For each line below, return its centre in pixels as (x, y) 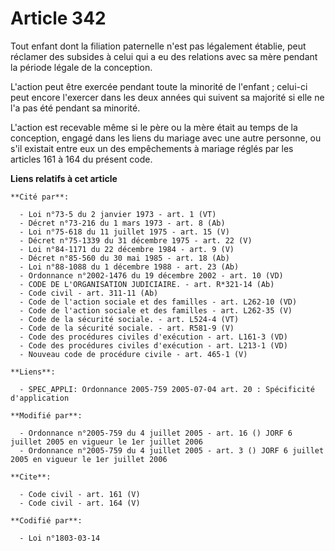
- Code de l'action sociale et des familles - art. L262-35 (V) (156, 310)
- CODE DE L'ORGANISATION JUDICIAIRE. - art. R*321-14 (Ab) (147, 284)
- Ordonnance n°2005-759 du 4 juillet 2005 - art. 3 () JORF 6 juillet (172, 450)
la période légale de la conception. (81, 67)
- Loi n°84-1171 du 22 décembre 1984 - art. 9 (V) (127, 249)
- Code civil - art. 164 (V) (80, 503)
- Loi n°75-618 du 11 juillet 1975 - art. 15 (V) (124, 232)
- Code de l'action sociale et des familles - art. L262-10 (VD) (158, 302)
